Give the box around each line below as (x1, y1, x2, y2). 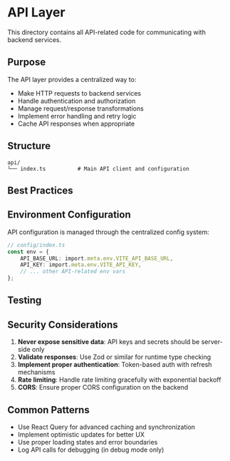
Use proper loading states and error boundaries (17, 438, 158, 447)
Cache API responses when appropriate (17, 119, 135, 128)
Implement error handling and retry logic (17, 111, 137, 120)
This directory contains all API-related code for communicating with (7, 28, 207, 36)
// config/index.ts (7, 241, 66, 248)
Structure (7, 140, 51, 152)
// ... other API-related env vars (20, 268, 126, 275)
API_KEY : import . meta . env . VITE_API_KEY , (20, 261, 142, 268)
